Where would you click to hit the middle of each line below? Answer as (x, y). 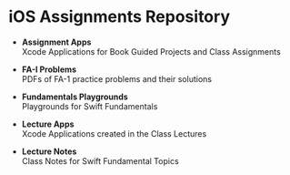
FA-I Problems (49, 69)
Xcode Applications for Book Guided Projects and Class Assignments (151, 51)
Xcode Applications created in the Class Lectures (114, 133)
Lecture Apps (48, 124)
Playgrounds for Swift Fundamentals (90, 106)
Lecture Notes (49, 151)
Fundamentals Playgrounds (75, 97)
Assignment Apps (56, 42)
